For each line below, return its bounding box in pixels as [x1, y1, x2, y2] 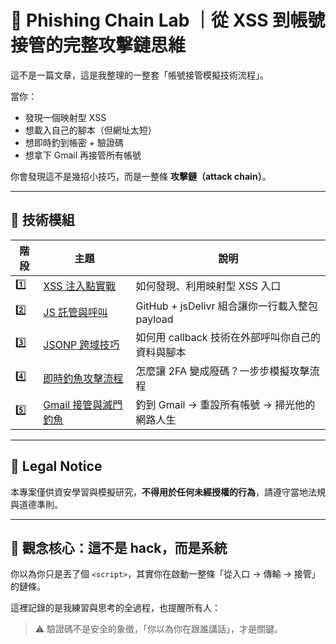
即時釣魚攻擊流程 [43, 371, 124, 385]
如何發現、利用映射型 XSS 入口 [135, 279, 282, 293]
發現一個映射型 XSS [24, 111, 107, 123]
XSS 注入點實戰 [43, 279, 116, 293]
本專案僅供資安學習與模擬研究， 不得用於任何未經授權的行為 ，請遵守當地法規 [10, 486, 326, 498]
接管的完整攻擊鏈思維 [10, 34, 187, 57]
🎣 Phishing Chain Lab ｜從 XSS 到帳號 [10, 9, 326, 32]
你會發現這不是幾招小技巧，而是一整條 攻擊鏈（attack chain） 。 [10, 170, 272, 182]
